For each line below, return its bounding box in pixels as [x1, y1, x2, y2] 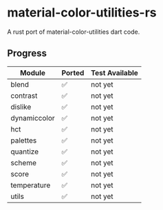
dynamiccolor [10, 113, 55, 123]
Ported [61, 67, 85, 77]
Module [19, 67, 46, 77]
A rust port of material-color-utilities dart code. [7, 28, 140, 36]
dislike [10, 102, 32, 112]
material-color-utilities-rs [7, 5, 157, 21]
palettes [10, 136, 37, 145]
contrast [10, 91, 38, 101]
